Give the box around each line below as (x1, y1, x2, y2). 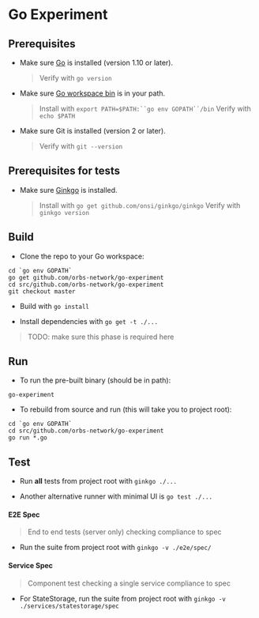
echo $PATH (39, 112, 76, 120)
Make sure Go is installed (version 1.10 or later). (19, 58, 174, 67)
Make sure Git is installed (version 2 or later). (19, 126, 166, 135)
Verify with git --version (39, 141, 123, 151)
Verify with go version (39, 73, 112, 82)
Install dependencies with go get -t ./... (19, 316, 159, 326)
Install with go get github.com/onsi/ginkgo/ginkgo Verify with (39, 200, 241, 210)
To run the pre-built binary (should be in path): (19, 375, 171, 385)
